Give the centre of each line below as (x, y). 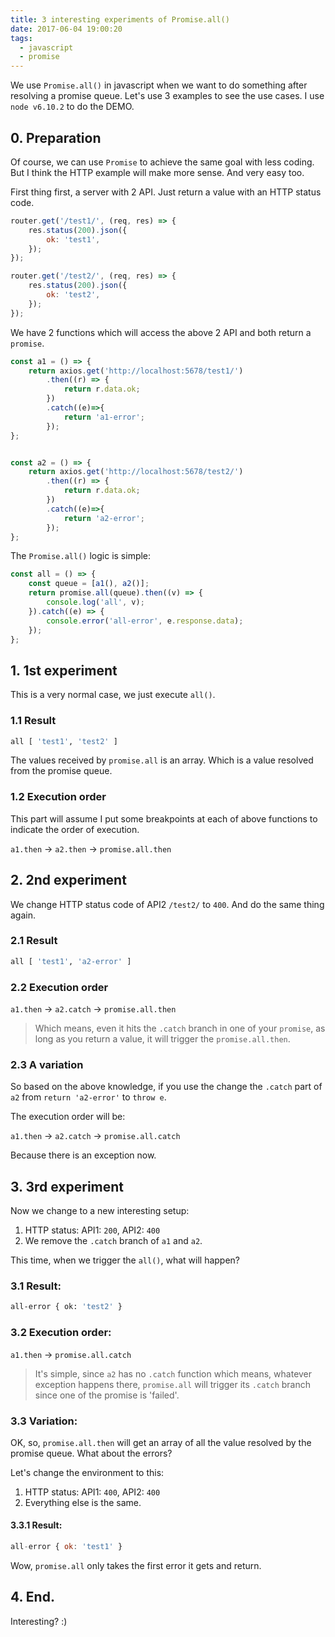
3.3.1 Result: (36, 1525)
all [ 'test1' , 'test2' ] (64, 741)
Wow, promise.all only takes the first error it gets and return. (136, 1565)
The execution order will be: (68, 1117)
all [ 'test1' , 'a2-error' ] (71, 961)
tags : (21, 38)
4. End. (32, 1597)
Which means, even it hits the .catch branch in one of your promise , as (180, 1028)
